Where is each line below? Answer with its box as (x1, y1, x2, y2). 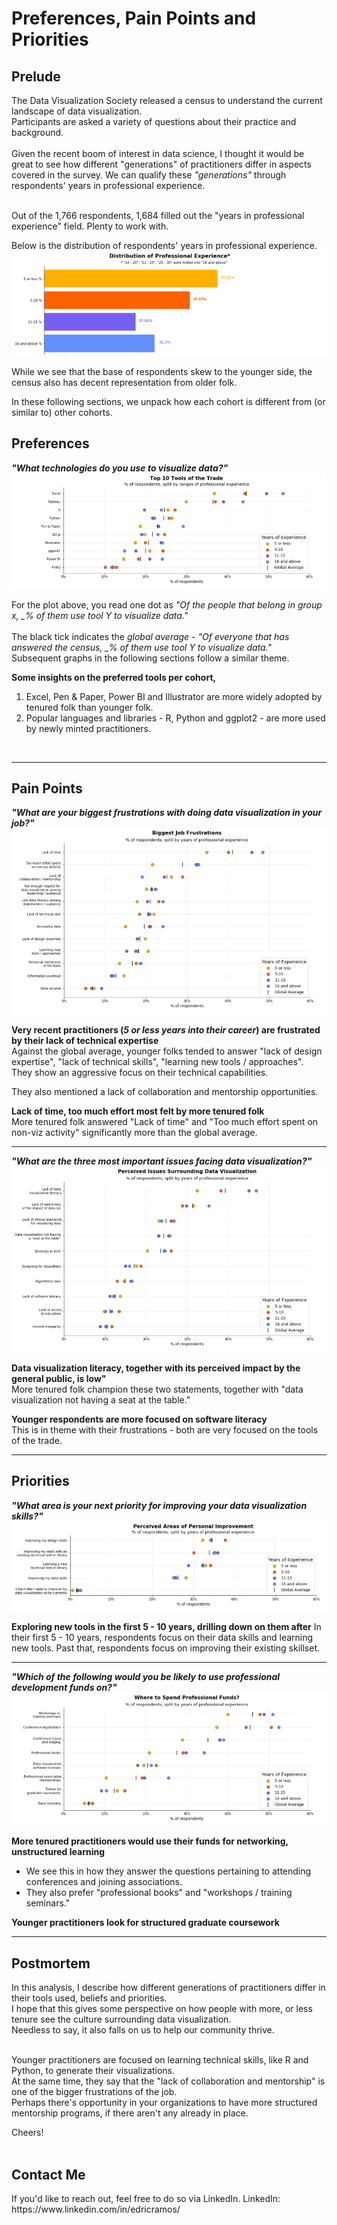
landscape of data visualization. (11, 105, 143, 117)
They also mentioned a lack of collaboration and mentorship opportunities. (11, 1086, 319, 1098)
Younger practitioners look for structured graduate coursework (11, 1917, 280, 1929)
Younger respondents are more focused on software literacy (11, 1413, 268, 1426)
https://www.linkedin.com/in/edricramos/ (11, 2203, 181, 2216)
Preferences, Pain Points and (11, 7, 257, 30)
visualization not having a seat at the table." (11, 1394, 191, 1406)
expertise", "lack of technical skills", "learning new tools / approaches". (11, 1056, 304, 1068)
